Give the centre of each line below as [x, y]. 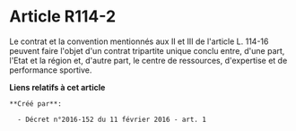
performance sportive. [51, 70]
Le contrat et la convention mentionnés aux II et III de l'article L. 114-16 [139, 41]
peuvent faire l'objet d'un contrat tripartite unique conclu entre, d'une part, [147, 50]
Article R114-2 [63, 17]
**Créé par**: [36, 104]
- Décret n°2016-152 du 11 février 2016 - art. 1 [112, 119]
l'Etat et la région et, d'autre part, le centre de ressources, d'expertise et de [148, 60]
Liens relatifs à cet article [57, 87]
